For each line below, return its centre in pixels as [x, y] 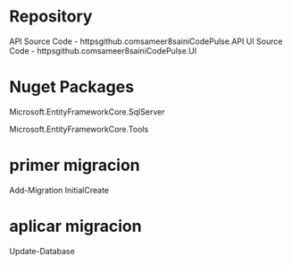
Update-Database [42, 251]
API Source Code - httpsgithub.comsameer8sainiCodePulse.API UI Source [146, 41]
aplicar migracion [75, 227]
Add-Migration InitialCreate [59, 190]
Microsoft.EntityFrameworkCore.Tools [79, 129]
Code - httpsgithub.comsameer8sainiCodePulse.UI [103, 50]
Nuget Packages [72, 87]
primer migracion [75, 165]
